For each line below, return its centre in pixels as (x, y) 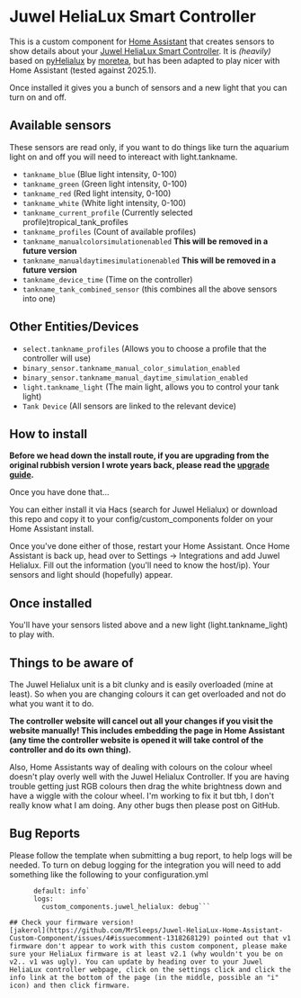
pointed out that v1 (253, 938)
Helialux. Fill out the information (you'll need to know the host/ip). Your (140, 565)
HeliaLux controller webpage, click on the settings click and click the (150, 969)
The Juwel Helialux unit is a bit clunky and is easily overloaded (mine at (142, 684)
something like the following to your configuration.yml (109, 874)
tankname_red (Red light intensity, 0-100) (97, 193)
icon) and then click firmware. (70, 985)
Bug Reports (45, 834)
